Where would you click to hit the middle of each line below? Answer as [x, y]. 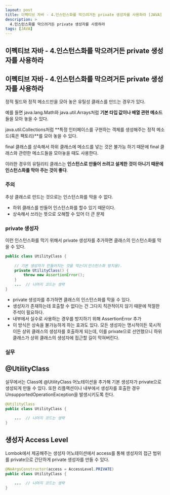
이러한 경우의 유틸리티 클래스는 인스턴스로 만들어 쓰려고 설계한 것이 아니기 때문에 [84, 164]
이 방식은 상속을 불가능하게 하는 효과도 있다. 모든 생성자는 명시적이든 [80, 325]
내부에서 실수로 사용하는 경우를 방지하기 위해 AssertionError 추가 [77, 318]
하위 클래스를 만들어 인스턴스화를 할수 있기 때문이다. [64, 207]
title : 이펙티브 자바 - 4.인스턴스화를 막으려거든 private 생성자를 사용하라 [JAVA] [84, 15]
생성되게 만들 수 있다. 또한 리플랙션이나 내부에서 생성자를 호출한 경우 [73, 388]
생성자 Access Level [37, 440]
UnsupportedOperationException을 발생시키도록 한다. [60, 394]
